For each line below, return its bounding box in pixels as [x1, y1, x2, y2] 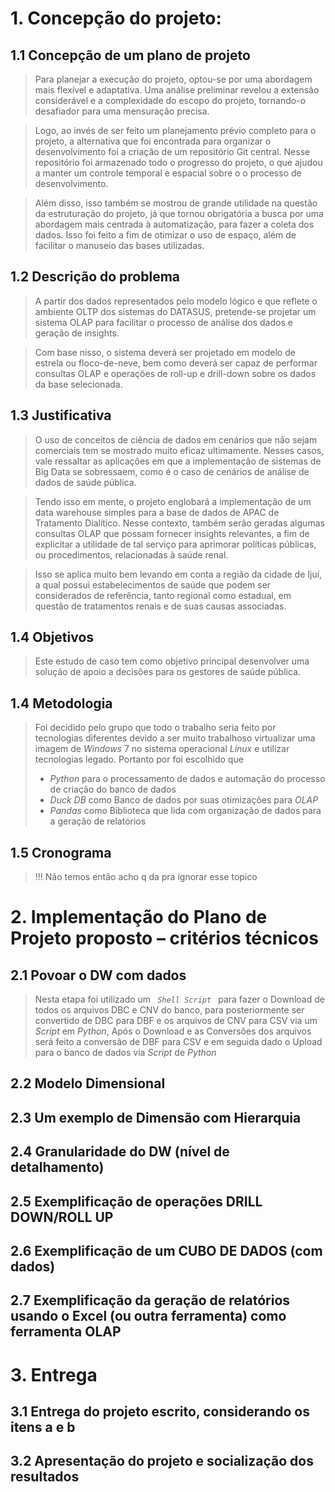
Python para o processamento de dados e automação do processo [49, 773, 326, 785]
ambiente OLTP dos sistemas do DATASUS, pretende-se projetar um [34, 305, 317, 317]
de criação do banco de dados [49, 783, 177, 796]
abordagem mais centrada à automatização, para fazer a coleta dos [34, 218, 315, 230]
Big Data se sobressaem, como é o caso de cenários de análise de [34, 465, 310, 477]
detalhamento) [10, 1159, 105, 1176]
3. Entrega [10, 1363, 98, 1386]
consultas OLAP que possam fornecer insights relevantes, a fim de [34, 527, 310, 539]
